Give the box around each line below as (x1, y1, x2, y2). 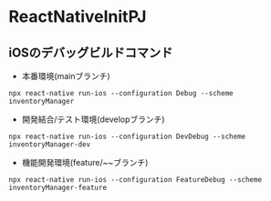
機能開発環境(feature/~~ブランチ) (21, 157, 149, 167)
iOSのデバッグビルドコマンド (8, 45, 173, 60)
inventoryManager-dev (8, 140, 91, 149)
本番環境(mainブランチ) (21, 71, 110, 81)
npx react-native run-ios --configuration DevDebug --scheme (8, 132, 246, 141)
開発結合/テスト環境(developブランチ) (21, 114, 165, 125)
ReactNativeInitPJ (8, 6, 147, 27)
